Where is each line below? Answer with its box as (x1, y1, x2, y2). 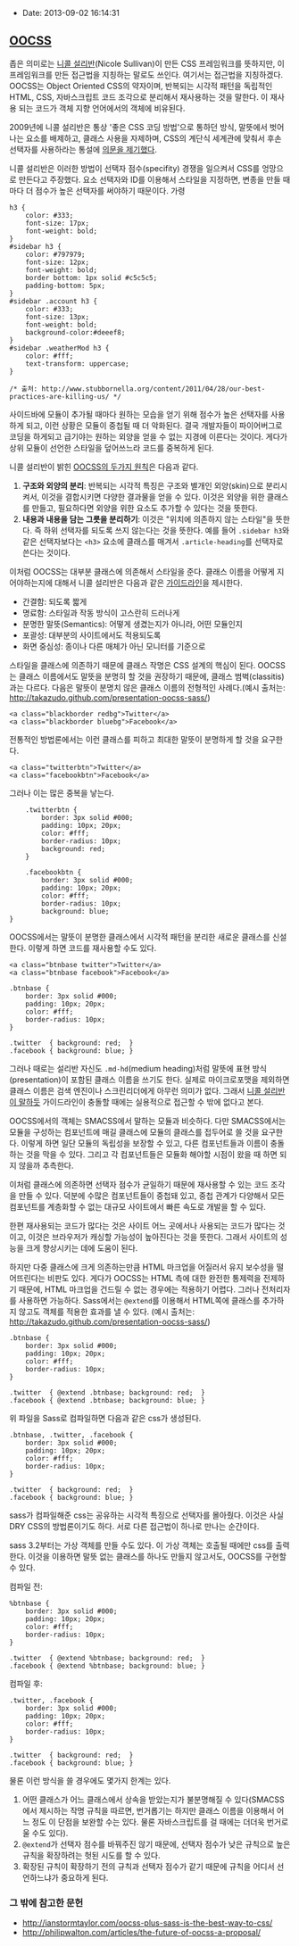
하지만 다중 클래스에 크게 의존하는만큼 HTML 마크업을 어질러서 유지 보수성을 (9, 1262, 275, 1272)
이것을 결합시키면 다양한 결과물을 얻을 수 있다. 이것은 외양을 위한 (41, 491, 265, 502)
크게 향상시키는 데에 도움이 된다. (25, 1242, 138, 1253)
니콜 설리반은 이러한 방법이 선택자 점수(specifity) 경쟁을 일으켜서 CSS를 (9, 162, 261, 173)
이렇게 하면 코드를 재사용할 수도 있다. (28, 942, 157, 953)
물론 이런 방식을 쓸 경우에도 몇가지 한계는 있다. (9, 1775, 171, 1785)
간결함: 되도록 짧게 (21, 596, 87, 607)
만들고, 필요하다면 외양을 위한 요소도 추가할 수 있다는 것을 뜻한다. (31, 502, 258, 513)
